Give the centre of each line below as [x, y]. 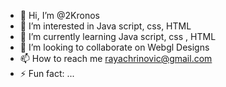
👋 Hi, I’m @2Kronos [59, 15]
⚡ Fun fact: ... [47, 73]
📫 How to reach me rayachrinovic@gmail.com [116, 58]
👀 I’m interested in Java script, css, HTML [105, 26]
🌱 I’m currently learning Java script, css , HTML [118, 36]
